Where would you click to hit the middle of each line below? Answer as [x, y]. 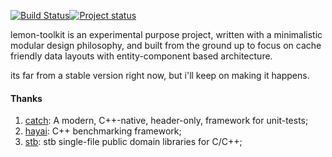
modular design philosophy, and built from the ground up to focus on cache [166, 45]
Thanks [26, 98]
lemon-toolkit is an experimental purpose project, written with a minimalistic [166, 34]
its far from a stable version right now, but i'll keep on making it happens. [160, 75]
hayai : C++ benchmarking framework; [103, 131]
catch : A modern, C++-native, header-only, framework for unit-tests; [166, 121]
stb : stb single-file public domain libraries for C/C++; [133, 142]
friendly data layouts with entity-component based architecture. [141, 56]
